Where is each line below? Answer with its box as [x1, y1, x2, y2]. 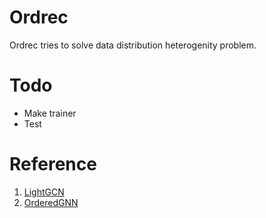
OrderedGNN [23, 196, 79, 208]
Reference [9, 153, 97, 176]
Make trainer [23, 107, 77, 119]
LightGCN [23, 186, 65, 198]
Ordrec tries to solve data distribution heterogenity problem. [9, 39, 257, 51]
